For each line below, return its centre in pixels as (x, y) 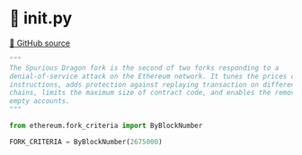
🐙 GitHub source (40, 43)
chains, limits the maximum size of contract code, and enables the (140, 93)
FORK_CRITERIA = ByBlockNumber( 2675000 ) (86, 142)
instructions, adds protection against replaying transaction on (134, 84)
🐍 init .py (41, 18)
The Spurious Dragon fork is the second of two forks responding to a (144, 68)
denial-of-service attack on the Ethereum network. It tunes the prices (148, 76)
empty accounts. (40, 101)
